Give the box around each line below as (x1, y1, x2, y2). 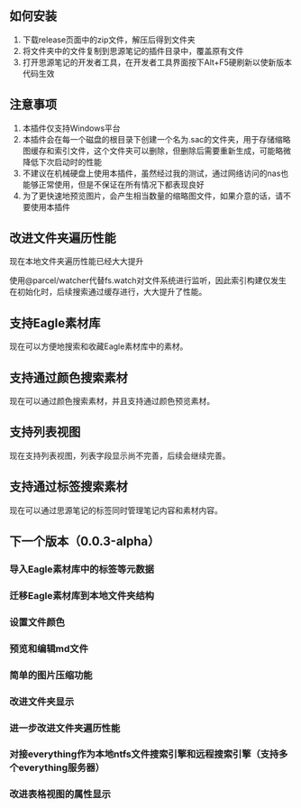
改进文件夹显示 (9, 695, 75, 708)
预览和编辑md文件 (9, 642, 88, 655)
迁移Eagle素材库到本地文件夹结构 (9, 589, 155, 601)
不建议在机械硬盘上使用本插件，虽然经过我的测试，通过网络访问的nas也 (22, 168, 289, 179)
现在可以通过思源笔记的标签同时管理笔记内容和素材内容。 (9, 504, 223, 516)
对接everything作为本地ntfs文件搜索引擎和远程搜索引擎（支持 (9, 748, 279, 760)
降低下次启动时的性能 (22, 156, 102, 167)
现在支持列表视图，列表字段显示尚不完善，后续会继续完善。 (9, 450, 231, 461)
